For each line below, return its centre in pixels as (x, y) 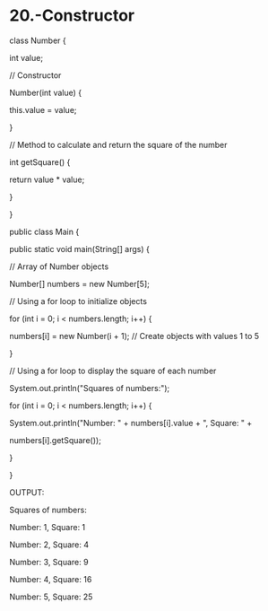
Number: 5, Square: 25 (51, 597)
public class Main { (44, 231)
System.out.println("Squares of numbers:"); (90, 388)
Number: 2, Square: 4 (49, 545)
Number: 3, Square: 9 (49, 562)
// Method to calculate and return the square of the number (118, 144)
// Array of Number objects (59, 266)
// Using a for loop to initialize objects (78, 301)
